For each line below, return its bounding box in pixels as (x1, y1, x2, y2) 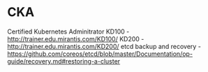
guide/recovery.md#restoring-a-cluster (7, 57, 121, 65)
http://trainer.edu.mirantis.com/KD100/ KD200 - (7, 34, 144, 43)
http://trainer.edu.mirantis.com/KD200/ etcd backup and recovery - (7, 42, 201, 50)
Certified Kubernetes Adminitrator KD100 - (7, 27, 130, 36)
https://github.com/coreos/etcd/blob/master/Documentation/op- (7, 50, 193, 58)
